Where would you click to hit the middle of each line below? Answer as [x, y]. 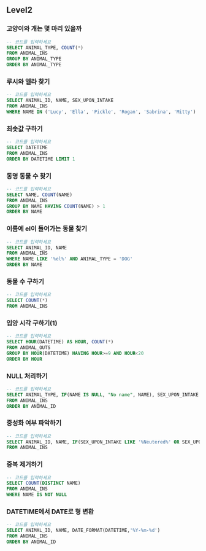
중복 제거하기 [25, 464]
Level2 [19, 10]
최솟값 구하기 [25, 128]
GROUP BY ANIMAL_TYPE [34, 59]
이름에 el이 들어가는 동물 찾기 [47, 229]
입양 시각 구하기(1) [32, 323]
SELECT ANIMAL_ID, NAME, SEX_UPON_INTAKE [60, 101]
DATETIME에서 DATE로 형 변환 [50, 512]
